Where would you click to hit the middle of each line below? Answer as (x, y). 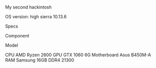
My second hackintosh (29, 7)
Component (17, 36)
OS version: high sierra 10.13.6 (36, 17)
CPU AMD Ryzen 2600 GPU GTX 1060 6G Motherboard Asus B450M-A (78, 55)
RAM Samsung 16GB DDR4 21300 (40, 60)
